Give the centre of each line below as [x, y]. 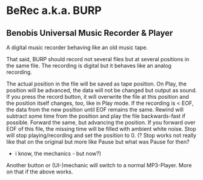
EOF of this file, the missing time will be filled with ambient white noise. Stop [101, 129]
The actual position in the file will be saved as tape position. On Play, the [96, 84]
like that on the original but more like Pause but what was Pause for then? [98, 142]
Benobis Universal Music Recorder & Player [90, 33]
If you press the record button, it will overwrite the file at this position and [98, 97]
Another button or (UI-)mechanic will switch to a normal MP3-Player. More [99, 165]
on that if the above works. [40, 172]
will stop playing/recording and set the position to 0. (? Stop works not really [101, 135]
